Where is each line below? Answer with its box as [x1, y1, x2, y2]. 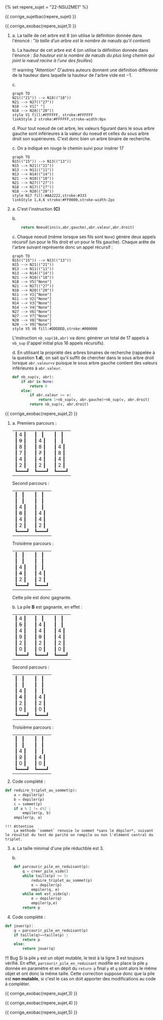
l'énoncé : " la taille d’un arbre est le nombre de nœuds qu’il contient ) [12, 38, 151, 43]
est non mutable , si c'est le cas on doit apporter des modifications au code [5, 976, 156, 982]
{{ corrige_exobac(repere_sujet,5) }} [5, 1009, 78, 1016]
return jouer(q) [22, 946, 55, 951]
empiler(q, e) [31, 887, 60, 892]
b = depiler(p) [14, 797, 45, 802]
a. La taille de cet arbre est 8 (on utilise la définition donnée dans [12, 33, 142, 38]
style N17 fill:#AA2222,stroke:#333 [12, 193, 87, 198]
